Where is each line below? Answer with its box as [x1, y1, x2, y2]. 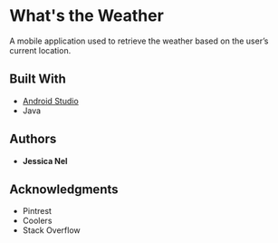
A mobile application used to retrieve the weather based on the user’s [9, 35, 269, 46]
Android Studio [22, 95, 79, 106]
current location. [9, 44, 72, 55]
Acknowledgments [9, 181, 120, 197]
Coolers [22, 215, 53, 227]
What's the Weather [9, 5, 165, 26]
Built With [9, 72, 66, 87]
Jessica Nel [22, 155, 68, 166]
